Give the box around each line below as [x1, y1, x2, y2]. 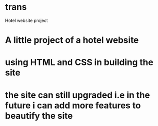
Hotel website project [5, 18, 48, 23]
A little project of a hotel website [5, 35, 139, 46]
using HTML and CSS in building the [5, 57, 154, 68]
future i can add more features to [5, 100, 141, 111]
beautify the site [5, 110, 73, 121]
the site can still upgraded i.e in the [5, 90, 150, 101]
